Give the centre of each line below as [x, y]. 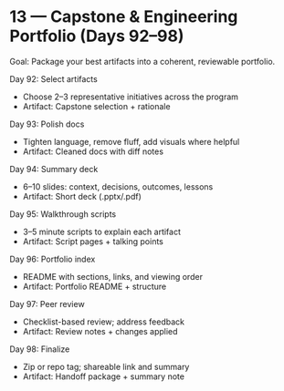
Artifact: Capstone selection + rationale [96, 106]
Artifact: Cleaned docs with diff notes [93, 151]
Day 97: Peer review [47, 304]
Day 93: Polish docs [47, 124]
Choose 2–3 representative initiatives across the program [131, 97]
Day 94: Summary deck [54, 169]
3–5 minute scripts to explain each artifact [101, 232]
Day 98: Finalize [40, 349]
